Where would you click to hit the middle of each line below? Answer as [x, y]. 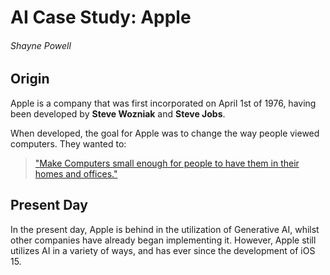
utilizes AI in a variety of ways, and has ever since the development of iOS [163, 250]
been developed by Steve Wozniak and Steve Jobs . [118, 113]
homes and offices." [76, 173]
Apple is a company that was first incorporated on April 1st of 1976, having [163, 103]
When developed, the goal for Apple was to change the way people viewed [165, 133]
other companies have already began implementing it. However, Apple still [163, 240]
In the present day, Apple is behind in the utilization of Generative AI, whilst [165, 229]
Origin [30, 79]
